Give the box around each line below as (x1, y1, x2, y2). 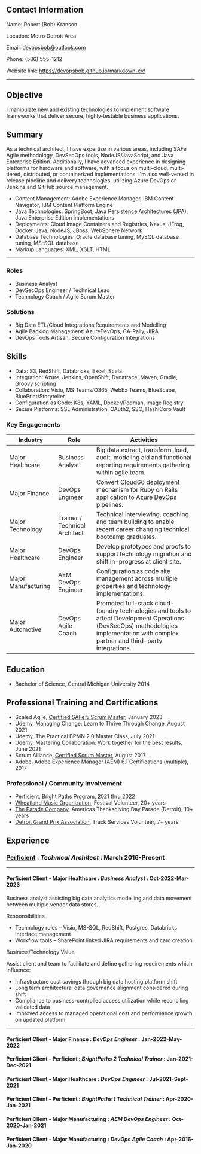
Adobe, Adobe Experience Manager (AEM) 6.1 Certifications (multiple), (14, 758, 189, 765)
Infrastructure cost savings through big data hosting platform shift (14, 978, 178, 985)
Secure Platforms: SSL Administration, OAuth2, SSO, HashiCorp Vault (14, 405, 185, 412)
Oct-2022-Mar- (149, 875, 190, 882)
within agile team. (96, 468, 146, 477)
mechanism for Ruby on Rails (96, 486, 178, 494)
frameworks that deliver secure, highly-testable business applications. (6, 112, 179, 119)
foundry (96, 607, 118, 615)
